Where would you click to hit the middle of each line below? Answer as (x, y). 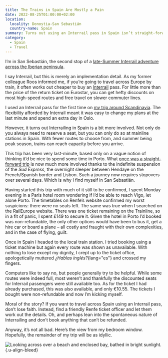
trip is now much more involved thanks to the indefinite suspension (91, 164)
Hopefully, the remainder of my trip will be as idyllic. (59, 335)
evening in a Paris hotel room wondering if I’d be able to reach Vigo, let (78, 195)
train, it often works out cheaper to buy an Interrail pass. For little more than (83, 87)
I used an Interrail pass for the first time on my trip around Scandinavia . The (83, 107)
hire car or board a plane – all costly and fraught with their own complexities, (84, 227)
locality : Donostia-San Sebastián (45, 24)
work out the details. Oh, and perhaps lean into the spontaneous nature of (81, 314)
